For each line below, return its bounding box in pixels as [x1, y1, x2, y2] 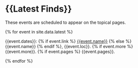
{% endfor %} [5, 58, 33, 64]
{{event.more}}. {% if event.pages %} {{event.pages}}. [5, 49, 115, 54]
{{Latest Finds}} [5, 3, 72, 15]
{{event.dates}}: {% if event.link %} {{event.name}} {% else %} [5, 38, 132, 44]
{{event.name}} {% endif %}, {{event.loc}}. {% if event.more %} [5, 43, 133, 49]
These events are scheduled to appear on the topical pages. [5, 19, 126, 25]
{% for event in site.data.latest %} [5, 29, 73, 34]
